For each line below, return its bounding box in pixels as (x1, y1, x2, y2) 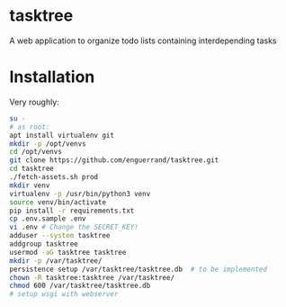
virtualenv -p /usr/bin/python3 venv (9, 189, 151, 198)
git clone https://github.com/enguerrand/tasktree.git (9, 156, 219, 165)
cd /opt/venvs (9, 148, 63, 157)
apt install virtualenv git (9, 131, 115, 140)
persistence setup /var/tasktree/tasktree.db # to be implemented (9, 265, 268, 274)
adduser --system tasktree (9, 231, 111, 240)
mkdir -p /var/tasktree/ (9, 256, 103, 266)
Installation (9, 67, 95, 87)
